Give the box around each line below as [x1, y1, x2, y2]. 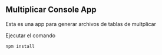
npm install [5, 43, 35, 49]
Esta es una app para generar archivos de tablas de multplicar [5, 20, 157, 27]
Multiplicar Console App [5, 5, 97, 15]
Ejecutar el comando [5, 32, 56, 39]
